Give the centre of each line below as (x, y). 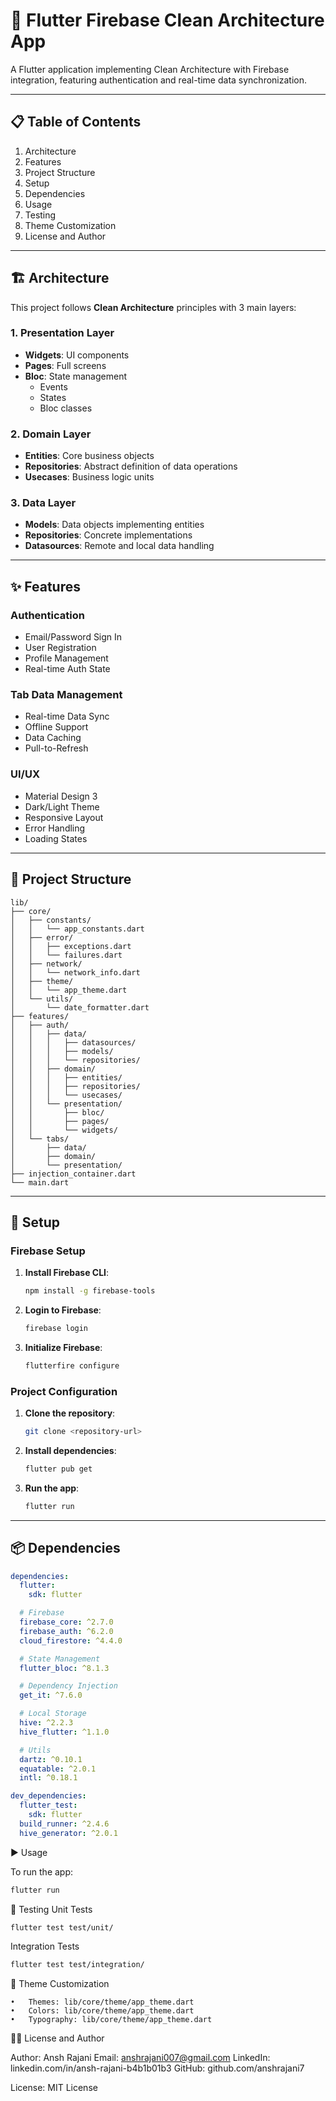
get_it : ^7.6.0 (51, 1695)
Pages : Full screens (65, 365)
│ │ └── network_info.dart (75, 972)
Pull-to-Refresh (56, 748)
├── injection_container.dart (73, 1174)
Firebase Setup (48, 1251)
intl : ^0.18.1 (48, 1778)
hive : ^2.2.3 (46, 1723)
